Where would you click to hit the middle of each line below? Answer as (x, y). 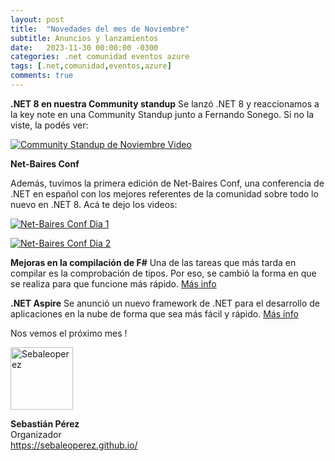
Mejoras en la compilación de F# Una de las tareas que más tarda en (153, 262)
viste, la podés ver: (49, 125)
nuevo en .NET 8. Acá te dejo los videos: (94, 204)
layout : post (37, 19)
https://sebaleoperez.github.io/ (74, 445)
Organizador (36, 434)
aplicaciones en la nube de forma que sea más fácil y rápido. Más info (154, 313)
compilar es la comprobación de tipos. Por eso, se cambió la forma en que (163, 273)
